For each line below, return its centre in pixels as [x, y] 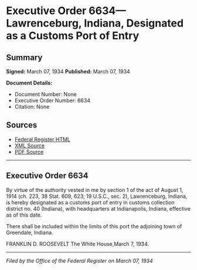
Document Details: [29, 83]
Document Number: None [46, 94]
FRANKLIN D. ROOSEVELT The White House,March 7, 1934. [78, 244]
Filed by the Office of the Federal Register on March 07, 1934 [80, 261]
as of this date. [24, 215]
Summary [24, 57]
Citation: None [32, 107]
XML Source [30, 146]
